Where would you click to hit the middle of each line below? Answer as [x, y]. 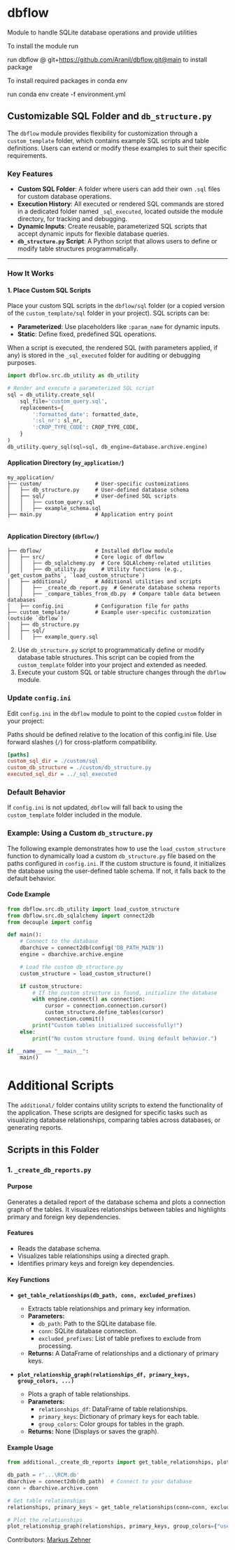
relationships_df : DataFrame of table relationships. [113, 1409]
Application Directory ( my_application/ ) [66, 463]
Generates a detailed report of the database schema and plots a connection [116, 1202]
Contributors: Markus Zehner [49, 1540]
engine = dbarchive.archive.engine [72, 955]
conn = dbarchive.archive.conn [53, 1488]
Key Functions [29, 1279]
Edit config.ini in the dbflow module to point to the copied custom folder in [115, 713]
